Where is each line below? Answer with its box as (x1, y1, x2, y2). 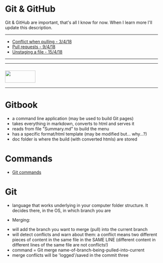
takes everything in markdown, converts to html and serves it (12, 121, 134, 127)
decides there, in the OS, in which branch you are (12, 208, 111, 213)
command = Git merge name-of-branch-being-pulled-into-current (12, 247, 145, 253)
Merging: (12, 217, 31, 223)
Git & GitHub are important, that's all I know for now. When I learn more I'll (5, 19, 153, 25)
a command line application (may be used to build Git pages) (12, 116, 134, 122)
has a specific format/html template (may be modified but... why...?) (12, 131, 147, 137)
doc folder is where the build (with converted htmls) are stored (12, 136, 137, 142)
